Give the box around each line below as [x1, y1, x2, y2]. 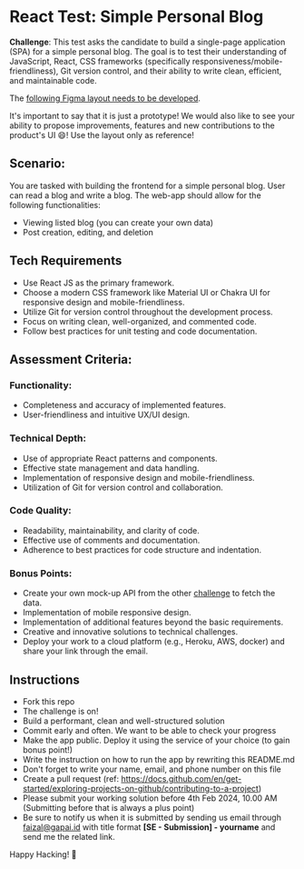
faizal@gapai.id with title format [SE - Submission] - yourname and [22, 821, 276, 833]
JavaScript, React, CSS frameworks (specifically [9, 55, 191, 66]
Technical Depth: [9, 432, 86, 444]
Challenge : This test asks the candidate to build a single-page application [9, 36, 286, 47]
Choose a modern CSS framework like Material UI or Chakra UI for [22, 286, 270, 297]
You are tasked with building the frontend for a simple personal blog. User [9, 180, 286, 191]
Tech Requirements [9, 253, 123, 269]
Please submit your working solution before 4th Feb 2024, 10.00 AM [22, 793, 278, 804]
